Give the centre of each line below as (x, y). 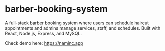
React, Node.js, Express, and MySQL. (44, 33)
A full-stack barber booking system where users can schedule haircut (77, 23)
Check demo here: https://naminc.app (44, 43)
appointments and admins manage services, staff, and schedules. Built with (83, 28)
